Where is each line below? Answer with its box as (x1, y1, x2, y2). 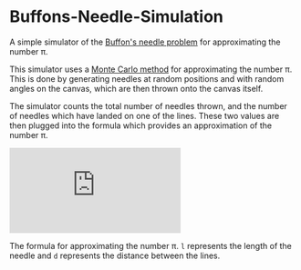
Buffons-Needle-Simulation (9, 6, 223, 27)
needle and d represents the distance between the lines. (9, 250, 221, 261)
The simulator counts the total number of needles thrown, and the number (9, 100, 287, 111)
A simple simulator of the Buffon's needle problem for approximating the (9, 36, 281, 47)
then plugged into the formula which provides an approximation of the (9, 120, 272, 131)
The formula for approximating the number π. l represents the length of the (9, 240, 292, 251)
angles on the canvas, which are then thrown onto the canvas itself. (9, 83, 264, 94)
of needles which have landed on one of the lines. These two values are (9, 110, 280, 121)
